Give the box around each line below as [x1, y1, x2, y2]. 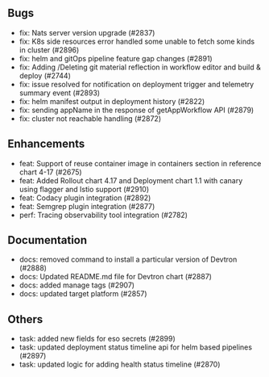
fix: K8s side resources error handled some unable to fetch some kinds [19, 36, 255, 46]
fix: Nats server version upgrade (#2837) [19, 27, 155, 37]
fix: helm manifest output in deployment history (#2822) [19, 96, 205, 106]
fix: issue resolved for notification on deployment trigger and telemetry [19, 79, 255, 89]
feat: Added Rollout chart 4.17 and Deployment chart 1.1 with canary [19, 175, 243, 185]
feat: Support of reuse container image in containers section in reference [19, 158, 262, 168]
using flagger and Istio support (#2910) [19, 184, 150, 194]
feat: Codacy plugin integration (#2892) [19, 193, 151, 203]
